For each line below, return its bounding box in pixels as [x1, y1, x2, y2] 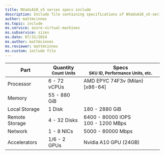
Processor [7, 80, 31, 87]
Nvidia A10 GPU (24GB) [83, 139, 140, 146]
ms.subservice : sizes [5, 30, 50, 35]
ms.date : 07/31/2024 [5, 35, 48, 40]
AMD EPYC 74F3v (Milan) [83, 77, 144, 84]
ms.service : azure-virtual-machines [5, 26, 80, 31]
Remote [7, 114, 26, 121]
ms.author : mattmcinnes [5, 39, 54, 44]
